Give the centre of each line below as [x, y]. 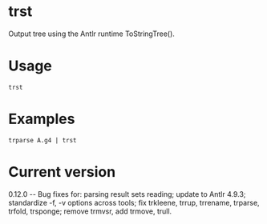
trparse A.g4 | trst [43, 140]
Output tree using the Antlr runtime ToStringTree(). [91, 34]
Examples [42, 119]
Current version [62, 172]
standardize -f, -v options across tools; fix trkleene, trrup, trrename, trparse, [134, 202]
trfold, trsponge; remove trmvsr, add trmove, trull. [90, 211]
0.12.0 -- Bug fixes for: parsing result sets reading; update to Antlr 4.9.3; [127, 194]
